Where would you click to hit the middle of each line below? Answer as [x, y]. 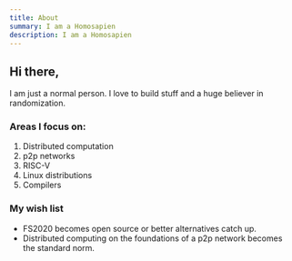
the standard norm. [59, 247]
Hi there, [35, 71]
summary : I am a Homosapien [63, 26]
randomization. [38, 103]
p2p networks [49, 156]
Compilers [42, 185]
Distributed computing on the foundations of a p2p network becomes [152, 238]
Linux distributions [57, 176]
